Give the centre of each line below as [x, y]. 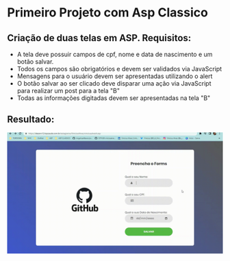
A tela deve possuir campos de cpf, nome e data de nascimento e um [115, 54]
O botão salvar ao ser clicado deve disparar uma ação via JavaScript [114, 83]
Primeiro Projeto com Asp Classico [108, 13]
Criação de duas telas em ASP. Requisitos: [99, 38]
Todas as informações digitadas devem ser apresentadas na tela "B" [114, 98]
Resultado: [31, 120]
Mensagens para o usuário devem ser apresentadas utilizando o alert [115, 76]
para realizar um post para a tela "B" [68, 91]
